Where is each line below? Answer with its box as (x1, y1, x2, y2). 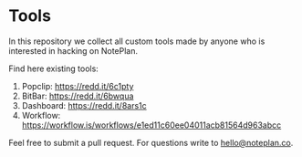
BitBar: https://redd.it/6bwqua (21, 90, 134, 101)
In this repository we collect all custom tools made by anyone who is (8, 36, 266, 47)
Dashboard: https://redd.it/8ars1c (21, 99, 147, 110)
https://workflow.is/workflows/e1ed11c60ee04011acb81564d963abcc (21, 120, 282, 131)
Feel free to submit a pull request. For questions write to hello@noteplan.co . (8, 137, 294, 148)
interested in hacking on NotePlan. (8, 45, 139, 56)
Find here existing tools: (8, 63, 99, 74)
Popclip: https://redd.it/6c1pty (21, 80, 134, 91)
